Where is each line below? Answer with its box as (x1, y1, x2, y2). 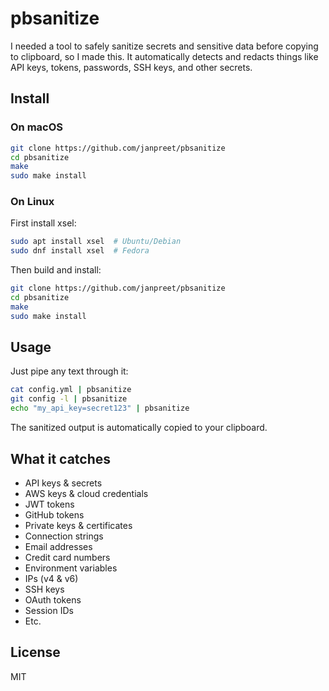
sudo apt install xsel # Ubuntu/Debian (10, 237, 182, 247)
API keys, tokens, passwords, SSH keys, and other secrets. (10, 61, 253, 73)
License (10, 644, 61, 661)
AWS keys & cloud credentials (24, 487, 149, 499)
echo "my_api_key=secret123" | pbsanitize (10, 403, 190, 414)
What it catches (10, 450, 112, 467)
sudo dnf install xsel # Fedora (10, 246, 150, 256)
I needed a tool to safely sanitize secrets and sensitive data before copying (10, 40, 319, 52)
